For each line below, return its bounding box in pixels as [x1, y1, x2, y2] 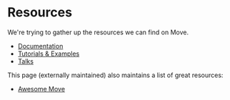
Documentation [17, 41, 64, 50]
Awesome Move [17, 84, 66, 93]
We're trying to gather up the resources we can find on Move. [7, 28, 189, 36]
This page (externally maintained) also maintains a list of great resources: [7, 71, 224, 79]
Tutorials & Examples [17, 49, 80, 58]
